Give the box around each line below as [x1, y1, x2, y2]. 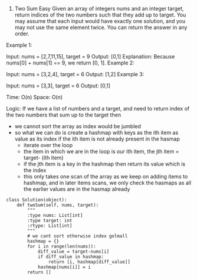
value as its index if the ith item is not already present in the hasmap [14, 135, 180, 142]
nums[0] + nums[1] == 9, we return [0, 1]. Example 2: [6, 59, 134, 66]
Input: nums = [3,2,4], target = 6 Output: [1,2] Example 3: [6, 71, 145, 77]
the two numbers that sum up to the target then [6, 112, 122, 118]
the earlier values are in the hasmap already [23, 185, 130, 193]
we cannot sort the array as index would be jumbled [14, 123, 142, 129]
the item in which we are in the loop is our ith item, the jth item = [23, 148, 179, 155]
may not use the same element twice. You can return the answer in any [14, 24, 188, 31]
